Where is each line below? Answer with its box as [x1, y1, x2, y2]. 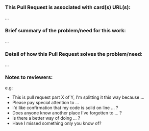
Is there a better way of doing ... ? [12, 115, 80, 121]
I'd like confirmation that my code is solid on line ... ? [12, 105, 119, 111]
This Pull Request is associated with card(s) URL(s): [5, 4, 131, 11]
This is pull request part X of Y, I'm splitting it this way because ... [12, 94, 145, 100]
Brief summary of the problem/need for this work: [5, 27, 126, 34]
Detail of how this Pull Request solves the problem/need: [5, 50, 143, 57]
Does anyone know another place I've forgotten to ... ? [12, 110, 122, 116]
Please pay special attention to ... [12, 100, 79, 106]
